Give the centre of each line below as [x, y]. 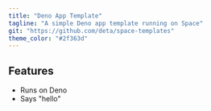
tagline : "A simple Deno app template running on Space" [106, 23]
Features [31, 70]
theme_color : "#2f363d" [48, 38]
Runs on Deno [43, 90]
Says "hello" [41, 99]
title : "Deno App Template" [56, 16]
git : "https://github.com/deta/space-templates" [91, 31]
